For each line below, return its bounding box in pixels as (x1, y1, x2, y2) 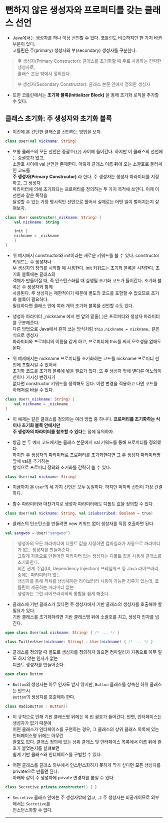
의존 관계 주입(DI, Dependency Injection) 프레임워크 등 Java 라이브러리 (17, 566, 158, 572)
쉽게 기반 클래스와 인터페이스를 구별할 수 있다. (12, 751, 102, 757)
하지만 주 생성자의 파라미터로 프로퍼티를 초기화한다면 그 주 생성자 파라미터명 (12, 452, 161, 458)
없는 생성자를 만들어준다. (22, 547, 71, 553)
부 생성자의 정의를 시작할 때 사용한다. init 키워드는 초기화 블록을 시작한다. (12, 265, 155, 271)
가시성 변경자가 (25, 374, 56, 380)
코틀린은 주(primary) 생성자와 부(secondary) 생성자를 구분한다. (12, 47, 137, 53)
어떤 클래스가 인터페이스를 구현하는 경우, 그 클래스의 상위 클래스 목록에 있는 (12, 726, 159, 732)
